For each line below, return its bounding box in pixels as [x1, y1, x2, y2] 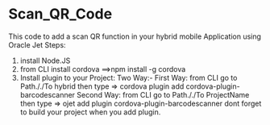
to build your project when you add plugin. [19, 106, 161, 117]
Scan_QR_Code [8, 5, 113, 23]
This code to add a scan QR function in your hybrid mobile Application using [8, 31, 262, 41]
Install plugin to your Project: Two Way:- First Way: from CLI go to [19, 73, 238, 82]
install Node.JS [19, 56, 71, 65]
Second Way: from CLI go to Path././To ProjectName [76, 90, 250, 99]
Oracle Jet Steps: [8, 40, 66, 49]
